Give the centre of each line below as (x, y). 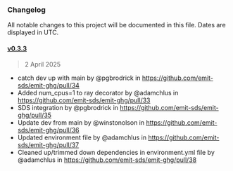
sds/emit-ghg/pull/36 (48, 130)
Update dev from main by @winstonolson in (81, 122)
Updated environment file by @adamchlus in (82, 137)
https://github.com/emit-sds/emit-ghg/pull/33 (84, 100)
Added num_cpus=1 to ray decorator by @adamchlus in (98, 93)
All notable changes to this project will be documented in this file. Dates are (117, 25)
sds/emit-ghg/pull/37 (48, 144)
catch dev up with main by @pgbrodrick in (79, 78)
